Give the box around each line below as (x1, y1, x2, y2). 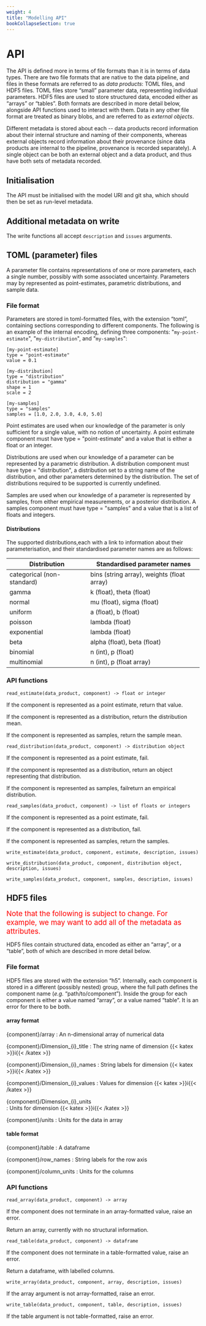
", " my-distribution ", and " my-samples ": (28, 335, 128, 342)
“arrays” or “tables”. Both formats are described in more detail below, (6, 100, 181, 108)
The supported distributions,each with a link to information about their (6, 539, 183, 546)
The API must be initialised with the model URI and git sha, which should (6, 192, 189, 199)
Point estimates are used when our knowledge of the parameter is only (6, 422, 185, 430)
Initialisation (6, 175, 55, 186)
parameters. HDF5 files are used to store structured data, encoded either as (6, 93, 198, 101)
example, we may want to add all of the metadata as (6, 918, 182, 928)
